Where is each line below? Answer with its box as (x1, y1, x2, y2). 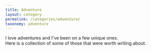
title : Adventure (5, 7, 42, 12)
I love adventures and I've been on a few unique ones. (5, 35, 118, 41)
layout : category (5, 12, 42, 17)
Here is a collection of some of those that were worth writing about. (5, 40, 146, 46)
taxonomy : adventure (5, 21, 49, 26)
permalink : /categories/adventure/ (5, 16, 81, 21)
